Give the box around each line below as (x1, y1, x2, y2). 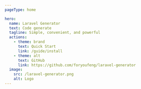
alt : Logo (13, 77, 34, 82)
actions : (9, 35, 27, 40)
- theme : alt (13, 53, 41, 58)
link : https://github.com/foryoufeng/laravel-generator (17, 63, 136, 68)
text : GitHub (17, 58, 45, 63)
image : (9, 67, 23, 72)
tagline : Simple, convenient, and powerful (9, 30, 100, 35)
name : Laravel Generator (9, 21, 61, 26)
